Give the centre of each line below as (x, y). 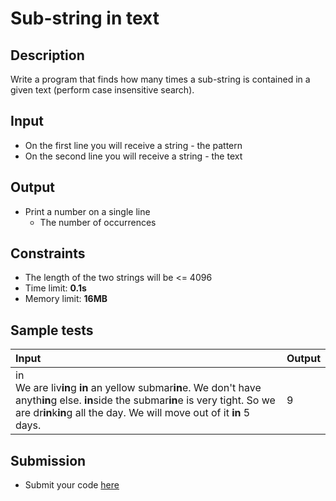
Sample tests (52, 330)
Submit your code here (72, 485)
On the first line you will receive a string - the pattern (133, 145)
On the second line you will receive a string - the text (133, 156)
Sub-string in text (85, 18)
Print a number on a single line (87, 211)
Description (47, 55)
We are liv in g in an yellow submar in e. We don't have (138, 388)
